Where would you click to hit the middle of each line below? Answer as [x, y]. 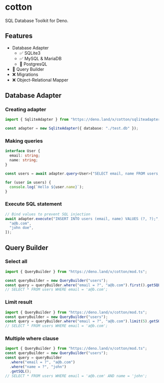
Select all [16, 262]
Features [19, 36]
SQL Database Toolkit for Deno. [37, 21]
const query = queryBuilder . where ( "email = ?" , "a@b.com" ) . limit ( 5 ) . [77, 321]
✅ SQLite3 [30, 53]
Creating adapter [26, 110]
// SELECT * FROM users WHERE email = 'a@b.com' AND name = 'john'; [76, 376]
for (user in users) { [28, 182]
